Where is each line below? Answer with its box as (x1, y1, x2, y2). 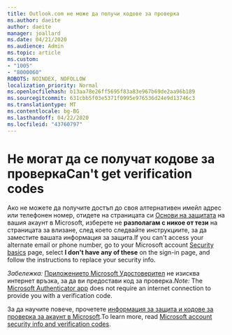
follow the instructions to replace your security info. (7, 256, 156, 264)
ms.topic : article (7, 50, 61, 57)
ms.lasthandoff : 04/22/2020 (7, 114, 89, 121)
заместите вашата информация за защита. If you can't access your (7, 234, 204, 242)
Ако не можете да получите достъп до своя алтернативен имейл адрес (7, 204, 222, 212)
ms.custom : (7, 56, 39, 63)
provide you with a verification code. (7, 292, 113, 300)
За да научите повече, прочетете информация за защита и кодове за (7, 305, 214, 313)
